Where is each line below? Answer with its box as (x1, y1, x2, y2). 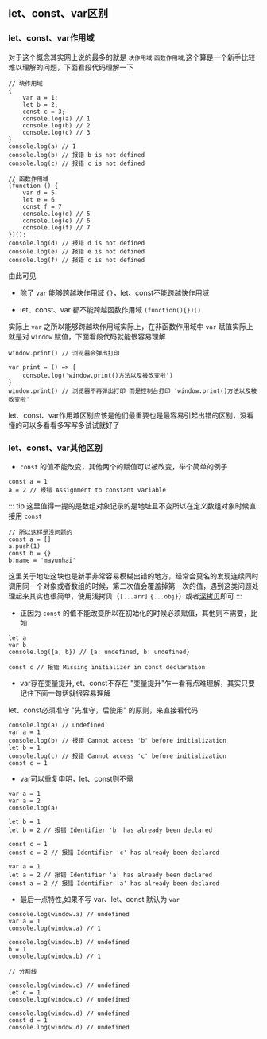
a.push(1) (8, 542, 41, 551)
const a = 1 (8, 477, 48, 485)
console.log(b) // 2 (22, 121, 91, 129)
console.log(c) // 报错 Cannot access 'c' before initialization (8, 751, 226, 760)
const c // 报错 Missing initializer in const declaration (8, 663, 206, 671)
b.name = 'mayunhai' (8, 556, 77, 564)
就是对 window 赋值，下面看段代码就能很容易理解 (8, 331, 166, 341)
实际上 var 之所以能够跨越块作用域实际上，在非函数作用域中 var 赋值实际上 (8, 321, 253, 331)
